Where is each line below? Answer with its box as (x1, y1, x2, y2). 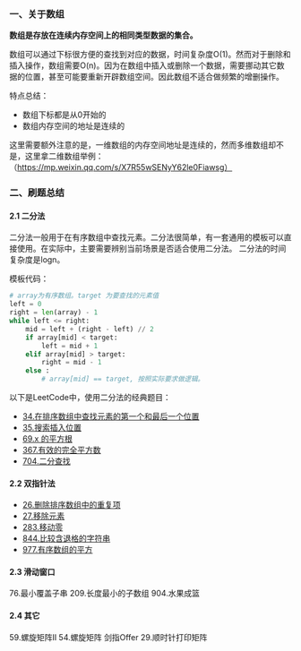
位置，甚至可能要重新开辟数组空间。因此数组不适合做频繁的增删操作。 (24, 72, 284, 82)
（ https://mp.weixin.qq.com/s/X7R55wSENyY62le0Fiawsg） (9, 162, 233, 173)
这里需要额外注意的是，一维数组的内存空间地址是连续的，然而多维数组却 (9, 140, 276, 150)
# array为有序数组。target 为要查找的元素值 (9, 291, 159, 301)
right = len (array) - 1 (9, 308, 99, 317)
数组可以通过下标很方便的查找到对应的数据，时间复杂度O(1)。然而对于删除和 (9, 49, 291, 60)
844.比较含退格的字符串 (21, 533, 111, 544)
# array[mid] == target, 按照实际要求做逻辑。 (41, 374, 204, 384)
